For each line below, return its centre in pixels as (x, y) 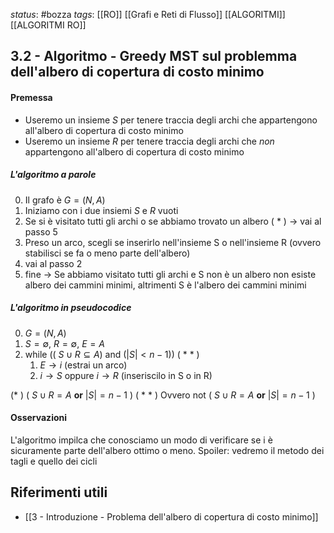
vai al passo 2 (53, 263)
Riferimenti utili (59, 492)
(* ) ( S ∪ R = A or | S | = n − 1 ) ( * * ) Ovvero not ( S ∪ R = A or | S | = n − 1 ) (163, 395)
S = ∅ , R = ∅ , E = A (64, 343)
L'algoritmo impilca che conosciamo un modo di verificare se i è (141, 440)
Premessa (31, 97)
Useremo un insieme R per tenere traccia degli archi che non (149, 141)
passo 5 (41, 231)
